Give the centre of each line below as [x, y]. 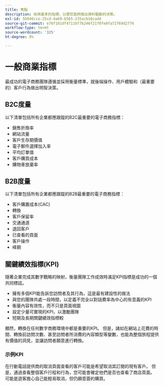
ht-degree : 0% [20, 37]
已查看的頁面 [25, 235]
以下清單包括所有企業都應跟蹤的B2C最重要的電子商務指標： [65, 117]
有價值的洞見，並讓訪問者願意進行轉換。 [46, 340]
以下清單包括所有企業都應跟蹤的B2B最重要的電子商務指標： [65, 194]
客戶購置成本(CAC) [31, 204]
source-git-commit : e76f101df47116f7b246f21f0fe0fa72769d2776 [70, 23]
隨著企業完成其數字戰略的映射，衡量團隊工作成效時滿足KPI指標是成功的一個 [81, 277]
